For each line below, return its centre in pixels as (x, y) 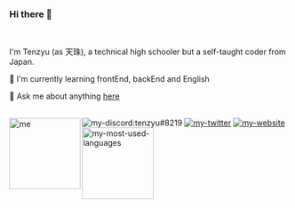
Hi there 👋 (31, 14)
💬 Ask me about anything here (64, 96)
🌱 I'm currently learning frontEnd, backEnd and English (110, 79)
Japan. (22, 62)
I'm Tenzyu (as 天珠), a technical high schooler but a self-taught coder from (147, 52)
